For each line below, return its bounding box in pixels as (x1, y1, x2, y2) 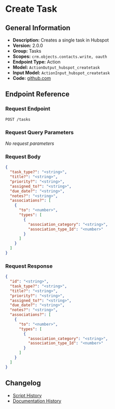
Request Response (5, 262, 53, 269)
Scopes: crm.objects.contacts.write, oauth (12, 53, 107, 59)
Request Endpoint (5, 105, 50, 113)
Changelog (5, 379, 41, 388)
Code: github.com (12, 75, 51, 81)
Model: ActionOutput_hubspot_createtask (12, 64, 100, 70)
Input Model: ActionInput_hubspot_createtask (12, 70, 110, 76)
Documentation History (12, 398, 62, 404)
